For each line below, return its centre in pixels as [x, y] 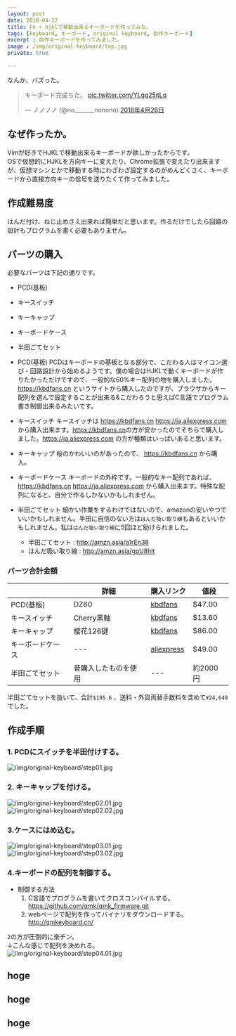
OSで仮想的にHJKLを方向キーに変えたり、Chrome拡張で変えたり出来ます [114, 161]
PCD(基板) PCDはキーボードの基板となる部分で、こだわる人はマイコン [119, 362]
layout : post [26, 14]
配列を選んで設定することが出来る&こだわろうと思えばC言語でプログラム [123, 397]
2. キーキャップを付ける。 [51, 787]
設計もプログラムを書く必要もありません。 [69, 230]
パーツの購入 [35, 254]
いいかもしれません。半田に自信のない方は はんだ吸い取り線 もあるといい [118, 519]
